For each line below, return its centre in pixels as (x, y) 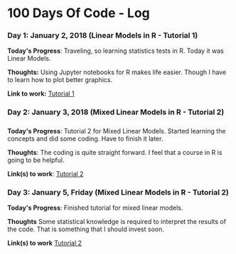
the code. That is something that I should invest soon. (86, 229)
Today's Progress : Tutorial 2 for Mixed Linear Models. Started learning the (117, 131)
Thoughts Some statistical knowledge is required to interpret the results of (117, 222)
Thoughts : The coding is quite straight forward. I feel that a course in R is (115, 152)
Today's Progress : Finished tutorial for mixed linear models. (95, 208)
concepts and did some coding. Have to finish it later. (85, 138)
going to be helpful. (36, 160)
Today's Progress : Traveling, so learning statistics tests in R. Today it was (116, 51)
